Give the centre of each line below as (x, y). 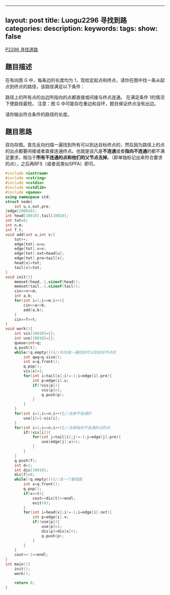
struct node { (19, 202)
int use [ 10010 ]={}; (35, 338)
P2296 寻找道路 (22, 49)
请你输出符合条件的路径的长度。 (38, 114)
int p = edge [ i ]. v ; (51, 517)
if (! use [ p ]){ (46, 522)
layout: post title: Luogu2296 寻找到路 (66, 21)
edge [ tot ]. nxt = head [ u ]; (39, 254)
